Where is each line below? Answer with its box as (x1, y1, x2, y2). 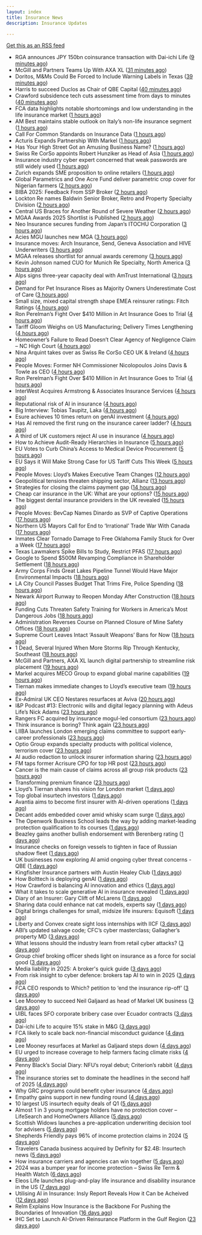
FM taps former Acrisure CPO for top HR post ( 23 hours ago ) (14, 759, 166, 767)
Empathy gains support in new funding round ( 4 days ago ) (14, 1094, 160, 1101)
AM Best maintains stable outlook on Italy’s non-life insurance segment (14, 118, 192, 125)
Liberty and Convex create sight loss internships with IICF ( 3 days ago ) (14, 920, 192, 927)
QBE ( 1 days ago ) (14, 862, 58, 870)
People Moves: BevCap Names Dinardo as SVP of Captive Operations (14, 509, 188, 517)
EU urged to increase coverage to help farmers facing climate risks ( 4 (14, 1049, 189, 1056)
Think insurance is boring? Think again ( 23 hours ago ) (14, 721, 150, 729)
